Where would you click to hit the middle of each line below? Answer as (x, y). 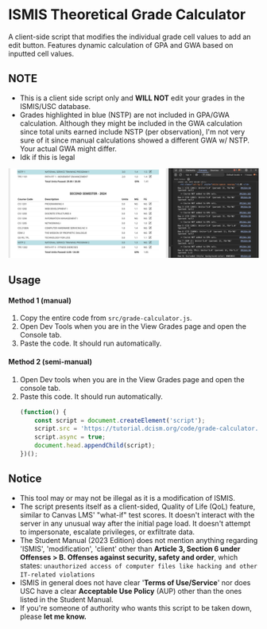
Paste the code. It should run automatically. (91, 343)
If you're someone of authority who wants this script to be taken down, (136, 608)
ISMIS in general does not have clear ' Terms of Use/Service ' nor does (135, 582)
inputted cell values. (41, 53)
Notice (25, 479)
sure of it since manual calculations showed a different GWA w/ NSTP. (135, 140)
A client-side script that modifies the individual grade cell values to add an (130, 37)
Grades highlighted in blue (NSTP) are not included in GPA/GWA (125, 115)
